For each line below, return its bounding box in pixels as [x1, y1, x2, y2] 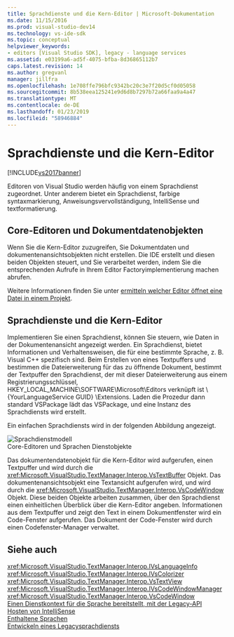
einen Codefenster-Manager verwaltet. [7, 523, 120, 532]
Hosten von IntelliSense [7, 607, 76, 615]
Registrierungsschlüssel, [7, 378, 78, 386]
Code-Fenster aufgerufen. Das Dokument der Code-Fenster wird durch [7, 515, 213, 524]
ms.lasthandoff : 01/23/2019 [7, 108, 90, 115]
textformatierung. [7, 204, 57, 213]
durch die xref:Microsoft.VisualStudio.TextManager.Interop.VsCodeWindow [7, 486, 224, 494]
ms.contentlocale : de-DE [7, 102, 80, 109]
